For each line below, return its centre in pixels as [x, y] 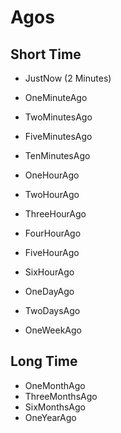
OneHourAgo [52, 175]
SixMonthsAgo [55, 407]
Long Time [44, 361]
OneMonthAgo [55, 385]
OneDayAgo [49, 291]
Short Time [46, 54]
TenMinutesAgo [57, 155]
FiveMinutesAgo [58, 136]
